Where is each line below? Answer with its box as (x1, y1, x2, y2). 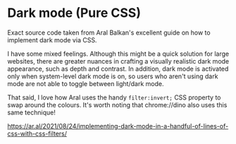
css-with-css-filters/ (7, 129, 68, 138)
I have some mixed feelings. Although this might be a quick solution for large (7, 49, 230, 58)
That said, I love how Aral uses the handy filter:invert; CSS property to (7, 93, 221, 102)
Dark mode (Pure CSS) (7, 5, 141, 21)
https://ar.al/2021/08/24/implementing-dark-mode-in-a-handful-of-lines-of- (7, 121, 229, 130)
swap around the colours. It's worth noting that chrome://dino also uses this (7, 100, 228, 109)
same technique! (7, 108, 56, 116)
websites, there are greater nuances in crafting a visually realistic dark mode (7, 56, 230, 65)
